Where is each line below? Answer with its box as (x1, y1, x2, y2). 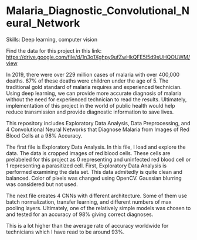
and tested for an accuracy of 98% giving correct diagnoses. (6, 211, 154, 218)
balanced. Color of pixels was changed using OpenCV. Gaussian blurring (6, 174, 182, 181)
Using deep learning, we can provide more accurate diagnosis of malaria (6, 90, 182, 97)
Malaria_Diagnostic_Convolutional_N (6, 4, 190, 18)
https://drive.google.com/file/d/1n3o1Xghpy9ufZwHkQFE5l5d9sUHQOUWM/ (6, 53, 191, 60)
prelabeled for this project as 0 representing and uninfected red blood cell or (6, 156, 191, 163)
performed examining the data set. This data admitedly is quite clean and (6, 168, 183, 175)
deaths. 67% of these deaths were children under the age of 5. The (6, 77, 169, 84)
